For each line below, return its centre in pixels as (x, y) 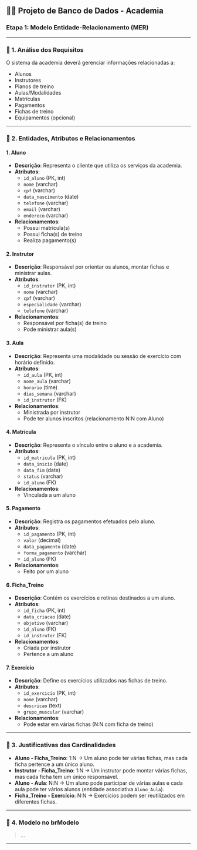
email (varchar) (42, 209)
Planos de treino (34, 86)
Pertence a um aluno (48, 654)
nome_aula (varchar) (47, 381)
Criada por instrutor (47, 648)
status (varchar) (43, 476)
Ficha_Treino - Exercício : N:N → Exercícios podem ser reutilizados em (99, 795)
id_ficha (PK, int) (44, 610)
